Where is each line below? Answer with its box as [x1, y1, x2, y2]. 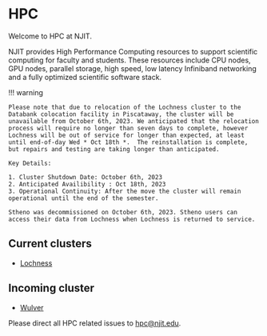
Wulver [19, 302, 44, 312]
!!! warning [8, 87, 44, 97]
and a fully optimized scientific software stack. [8, 72, 162, 82]
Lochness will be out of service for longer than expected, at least [8, 131, 245, 139]
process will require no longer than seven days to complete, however [8, 124, 249, 132]
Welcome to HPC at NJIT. [8, 31, 92, 41]
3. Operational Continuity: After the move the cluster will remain [8, 187, 241, 195]
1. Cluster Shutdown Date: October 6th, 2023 [8, 173, 162, 181]
